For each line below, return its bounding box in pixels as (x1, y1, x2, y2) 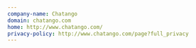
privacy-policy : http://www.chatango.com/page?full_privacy (7, 30, 190, 37)
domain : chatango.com (7, 17, 72, 24)
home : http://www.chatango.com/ (7, 23, 103, 30)
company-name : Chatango (7, 10, 78, 18)
